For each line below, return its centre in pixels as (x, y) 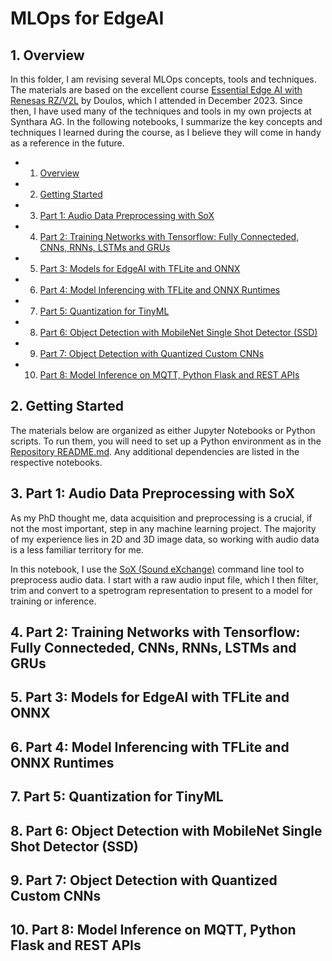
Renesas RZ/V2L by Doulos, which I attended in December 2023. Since (156, 100)
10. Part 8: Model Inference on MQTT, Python (153, 930)
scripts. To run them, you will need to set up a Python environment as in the (166, 441)
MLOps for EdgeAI (87, 18)
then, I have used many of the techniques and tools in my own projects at (161, 111)
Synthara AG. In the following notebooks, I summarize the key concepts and (166, 121)
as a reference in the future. (67, 143)
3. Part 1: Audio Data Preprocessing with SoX (153, 493)
